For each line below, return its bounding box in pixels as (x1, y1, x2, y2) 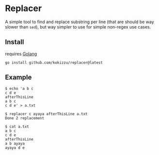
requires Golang (5, 51, 37, 56)
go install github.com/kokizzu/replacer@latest (5, 60, 103, 65)
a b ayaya (5, 141, 25, 146)
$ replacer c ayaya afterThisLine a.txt (5, 112, 88, 116)
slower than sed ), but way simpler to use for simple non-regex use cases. (5, 24, 151, 29)
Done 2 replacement (5, 115, 45, 121)
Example (5, 73, 32, 82)
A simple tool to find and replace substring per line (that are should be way (5, 19, 154, 25)
